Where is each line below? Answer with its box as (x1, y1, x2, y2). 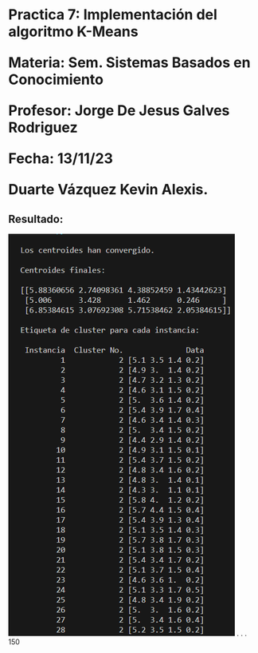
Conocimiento (8, 70, 104, 89)
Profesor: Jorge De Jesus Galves (8, 102, 230, 120)
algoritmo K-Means (8, 22, 139, 41)
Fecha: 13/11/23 (8, 149, 114, 168)
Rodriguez (8, 118, 78, 137)
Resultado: (8, 212, 64, 225)
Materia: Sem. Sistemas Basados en (8, 54, 251, 72)
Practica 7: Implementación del (8, 6, 217, 24)
